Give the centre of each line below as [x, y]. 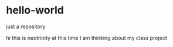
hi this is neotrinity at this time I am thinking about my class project [86, 38]
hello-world [35, 10]
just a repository [26, 26]
